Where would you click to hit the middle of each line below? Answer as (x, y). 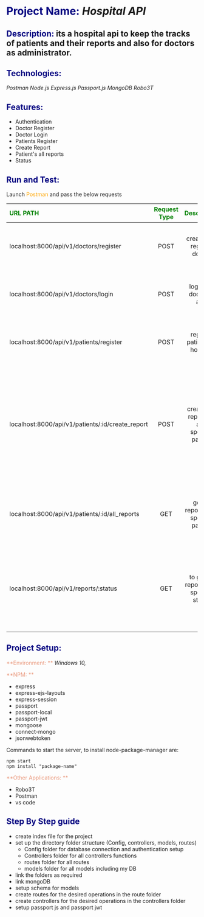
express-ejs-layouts (40, 692)
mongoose (29, 725)
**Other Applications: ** (37, 778)
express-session (36, 699)
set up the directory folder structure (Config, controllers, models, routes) (106, 842)
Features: (25, 107)
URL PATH (24, 213)
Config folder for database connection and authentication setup (104, 849)
